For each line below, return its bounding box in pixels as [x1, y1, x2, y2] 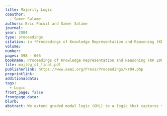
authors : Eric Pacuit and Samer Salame [5, 21, 88, 26]
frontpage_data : [5, 94, 39, 99]
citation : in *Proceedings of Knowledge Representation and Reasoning [5, 39, 155, 44]
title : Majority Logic [5, 7, 52, 12]
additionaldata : [5, 76, 39, 81]
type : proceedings [5, 35, 43, 40]
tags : [5, 80, 16, 85]
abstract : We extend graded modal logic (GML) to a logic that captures [5, 104, 159, 109]
